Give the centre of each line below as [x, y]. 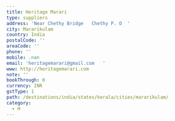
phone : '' [19, 52]
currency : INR [25, 86]
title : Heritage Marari [37, 12]
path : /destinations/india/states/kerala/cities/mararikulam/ [87, 97]
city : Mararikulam [30, 29]
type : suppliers [27, 18]
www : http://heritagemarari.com [48, 69]
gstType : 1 [20, 92]
